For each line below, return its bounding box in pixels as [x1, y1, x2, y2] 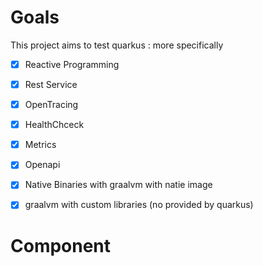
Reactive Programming [24, 58, 120, 70]
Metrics [24, 139, 57, 151]
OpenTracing [24, 99, 79, 111]
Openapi [24, 159, 61, 171]
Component [10, 234, 112, 257]
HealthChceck [24, 119, 85, 131]
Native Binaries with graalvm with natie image [24, 179, 213, 191]
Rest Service [24, 79, 78, 90]
